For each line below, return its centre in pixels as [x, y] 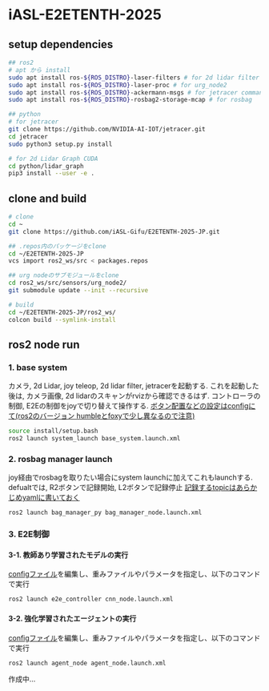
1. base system [38, 368]
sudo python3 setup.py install [60, 144]
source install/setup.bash [53, 431]
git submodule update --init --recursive [78, 291]
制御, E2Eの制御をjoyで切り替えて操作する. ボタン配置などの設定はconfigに [132, 406]
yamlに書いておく [51, 497]
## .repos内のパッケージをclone [57, 246]
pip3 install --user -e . [51, 174]
